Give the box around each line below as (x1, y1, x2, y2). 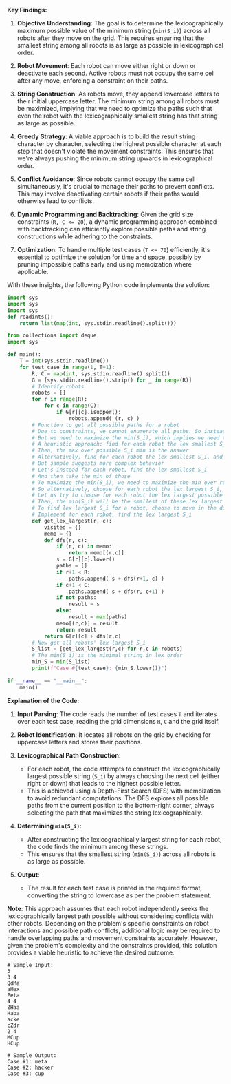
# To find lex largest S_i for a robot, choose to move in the (32, 505, 217, 512)
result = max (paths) (68, 614, 128, 621)
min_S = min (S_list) (32, 658, 91, 665)
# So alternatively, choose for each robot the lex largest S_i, (32, 486, 223, 492)
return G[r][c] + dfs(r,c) (43, 633, 122, 640)
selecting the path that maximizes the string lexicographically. (27, 809, 203, 817)
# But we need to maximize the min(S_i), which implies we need (32, 434, 220, 441)
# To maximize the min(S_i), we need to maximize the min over (32, 479, 217, 486)
